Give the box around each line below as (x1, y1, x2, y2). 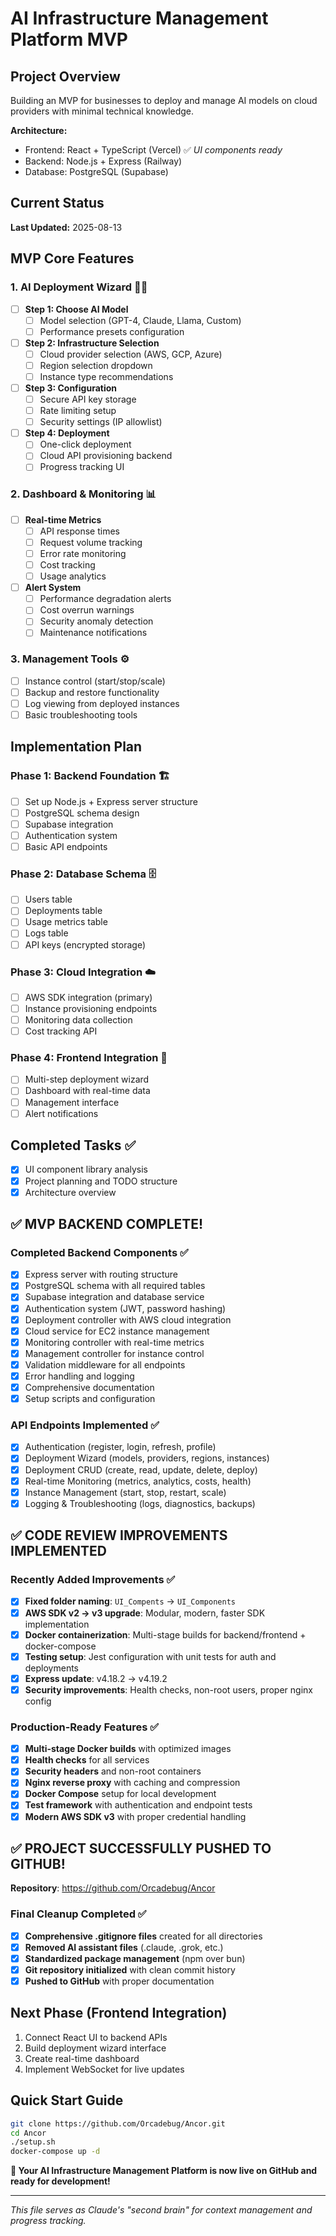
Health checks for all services (24, 1754, 150, 1766)
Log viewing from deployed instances (24, 697, 180, 709)
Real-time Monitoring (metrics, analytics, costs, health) (24, 1475, 252, 1487)
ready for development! (10, 2175, 111, 2187)
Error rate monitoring (39, 547, 127, 559)
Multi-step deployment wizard (24, 1073, 150, 1086)
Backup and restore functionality (24, 686, 160, 698)
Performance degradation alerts (39, 593, 172, 605)
